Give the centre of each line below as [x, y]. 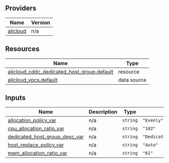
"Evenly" [153, 120]
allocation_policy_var [32, 121]
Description [103, 112]
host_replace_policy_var [36, 145]
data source [132, 80]
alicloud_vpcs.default [33, 80]
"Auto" [150, 145]
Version [40, 22]
